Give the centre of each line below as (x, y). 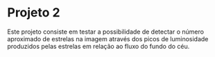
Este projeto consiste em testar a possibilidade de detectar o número (106, 32)
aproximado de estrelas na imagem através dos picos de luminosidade (108, 38)
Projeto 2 (34, 13)
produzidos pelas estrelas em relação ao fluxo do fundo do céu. (98, 46)
